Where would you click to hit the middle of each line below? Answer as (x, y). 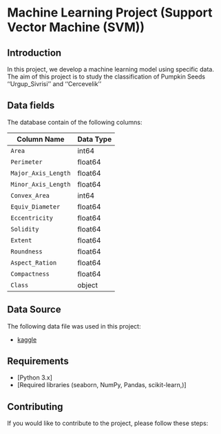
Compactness (30, 274)
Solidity (25, 229)
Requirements (38, 361)
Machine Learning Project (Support (110, 13)
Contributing (35, 407)
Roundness (27, 251)
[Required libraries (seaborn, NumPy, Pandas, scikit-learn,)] (102, 385)
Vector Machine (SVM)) (76, 27)
